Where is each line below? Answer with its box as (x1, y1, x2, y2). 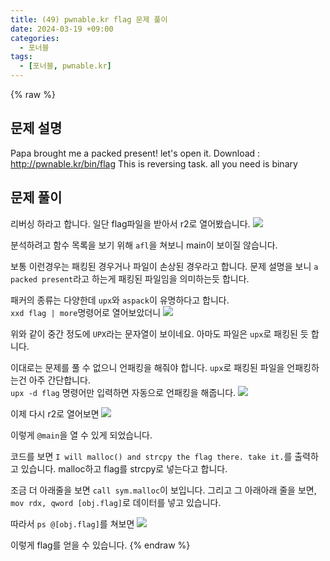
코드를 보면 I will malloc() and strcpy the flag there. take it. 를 (10, 450, 293, 462)
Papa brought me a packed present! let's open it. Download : (10, 147, 261, 159)
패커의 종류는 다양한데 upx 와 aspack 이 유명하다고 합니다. (10, 294, 230, 306)
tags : (10, 52, 33, 62)
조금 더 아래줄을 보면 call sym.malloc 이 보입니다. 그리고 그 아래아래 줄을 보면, (10, 484, 317, 496)
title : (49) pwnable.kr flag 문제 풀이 (10, 14, 168, 25)
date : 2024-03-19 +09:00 (10, 24, 114, 34)
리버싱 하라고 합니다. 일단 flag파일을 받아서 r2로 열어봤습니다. (10, 217, 251, 230)
